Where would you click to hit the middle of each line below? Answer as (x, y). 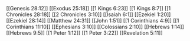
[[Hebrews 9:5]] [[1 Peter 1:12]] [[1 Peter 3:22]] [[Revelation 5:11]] (85, 33)
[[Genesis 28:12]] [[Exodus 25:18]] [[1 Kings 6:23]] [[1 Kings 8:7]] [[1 (89, 8)
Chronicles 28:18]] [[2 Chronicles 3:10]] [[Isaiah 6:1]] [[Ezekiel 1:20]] (89, 14)
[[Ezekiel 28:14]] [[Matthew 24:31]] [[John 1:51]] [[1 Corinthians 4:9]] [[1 (93, 20)
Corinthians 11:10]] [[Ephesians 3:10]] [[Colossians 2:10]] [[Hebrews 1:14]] (95, 27)
